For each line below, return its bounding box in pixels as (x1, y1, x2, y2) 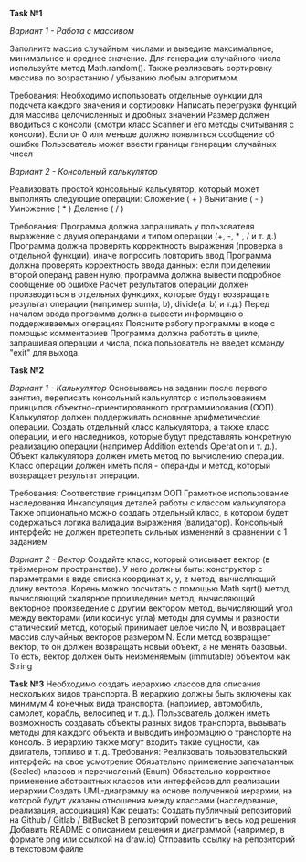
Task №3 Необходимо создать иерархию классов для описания (9, 678, 261, 689)
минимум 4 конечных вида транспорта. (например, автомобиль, (9, 698, 263, 708)
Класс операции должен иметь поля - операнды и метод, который (9, 461, 271, 471)
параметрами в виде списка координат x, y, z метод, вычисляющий (9, 573, 276, 584)
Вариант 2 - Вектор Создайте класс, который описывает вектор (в (9, 554, 270, 565)
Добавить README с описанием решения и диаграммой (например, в (9, 825, 285, 835)
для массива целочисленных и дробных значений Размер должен (9, 110, 269, 120)
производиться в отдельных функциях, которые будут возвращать (9, 289, 270, 300)
